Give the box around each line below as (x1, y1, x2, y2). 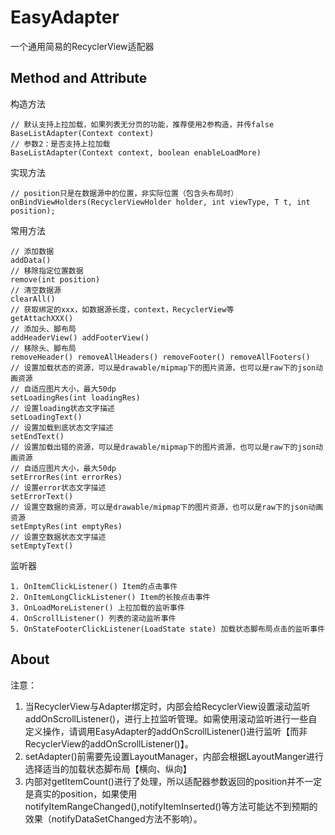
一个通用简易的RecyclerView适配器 (10, 40, 155, 52)
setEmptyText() (10, 541, 74, 551)
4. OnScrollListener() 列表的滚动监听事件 (10, 613, 177, 623)
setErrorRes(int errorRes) (10, 472, 123, 482)
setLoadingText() (10, 412, 83, 422)
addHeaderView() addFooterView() (10, 332, 150, 343)
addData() (10, 255, 52, 265)
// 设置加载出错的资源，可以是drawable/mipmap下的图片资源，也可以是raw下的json (10, 442, 317, 452)
